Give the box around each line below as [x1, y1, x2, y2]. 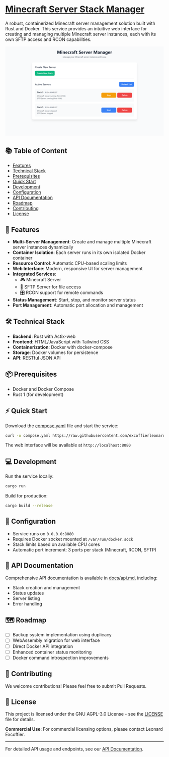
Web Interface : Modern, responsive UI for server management [12, 266, 143, 272]
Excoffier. [5, 731, 25, 738]
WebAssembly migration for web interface [12, 637, 100, 643]
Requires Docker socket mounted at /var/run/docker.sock [12, 536, 133, 542]
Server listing [12, 595, 40, 601]
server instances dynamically [12, 244, 74, 250]
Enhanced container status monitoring [12, 649, 92, 655]
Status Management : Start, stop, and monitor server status [12, 297, 136, 303]
